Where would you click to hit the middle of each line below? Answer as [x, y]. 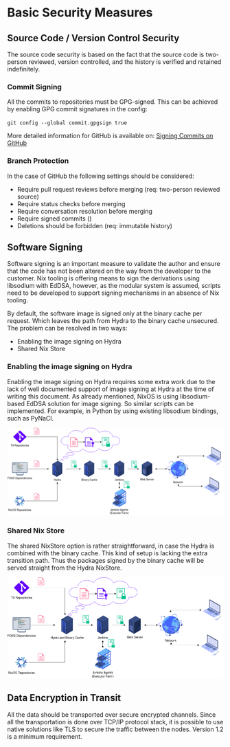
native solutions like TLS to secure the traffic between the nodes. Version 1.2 [115, 729]
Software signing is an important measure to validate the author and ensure [114, 264]
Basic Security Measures [80, 13]
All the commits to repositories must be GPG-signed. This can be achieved [113, 102]
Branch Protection [38, 161]
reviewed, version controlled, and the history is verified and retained [125, 62]
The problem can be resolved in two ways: [67, 328]
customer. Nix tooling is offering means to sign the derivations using [104, 278]
